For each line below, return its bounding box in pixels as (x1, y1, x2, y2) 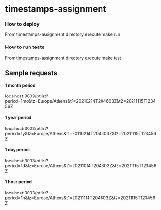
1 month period (5, 82, 36, 88)
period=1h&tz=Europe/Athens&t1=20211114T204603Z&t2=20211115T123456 (5, 195, 156, 201)
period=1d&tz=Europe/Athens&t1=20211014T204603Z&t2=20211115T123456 (5, 162, 157, 168)
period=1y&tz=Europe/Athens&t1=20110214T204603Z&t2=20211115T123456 (5, 130, 156, 136)
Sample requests (5, 69, 57, 77)
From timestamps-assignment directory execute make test (5, 55, 122, 61)
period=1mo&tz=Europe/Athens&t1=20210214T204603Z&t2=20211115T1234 (5, 98, 156, 104)
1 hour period (5, 179, 32, 185)
